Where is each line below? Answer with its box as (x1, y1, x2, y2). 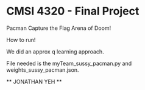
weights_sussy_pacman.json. (6, 66, 79, 74)
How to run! (6, 36, 36, 43)
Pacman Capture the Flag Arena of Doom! (6, 24, 111, 32)
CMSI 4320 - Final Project (6, 4, 140, 18)
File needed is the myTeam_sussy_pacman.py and (6, 60, 132, 67)
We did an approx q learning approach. (6, 47, 105, 55)
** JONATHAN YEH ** (6, 78, 62, 85)
